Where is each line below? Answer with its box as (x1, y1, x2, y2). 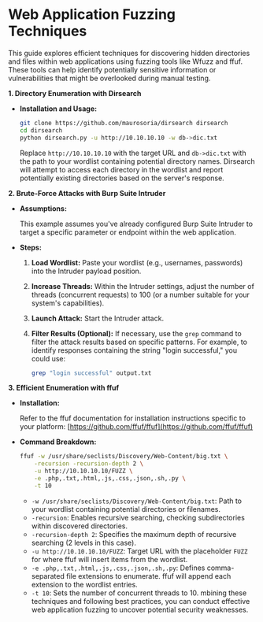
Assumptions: (19, 203, 67, 213)
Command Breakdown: (19, 437, 97, 446)
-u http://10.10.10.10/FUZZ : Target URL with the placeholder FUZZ (31, 546, 248, 556)
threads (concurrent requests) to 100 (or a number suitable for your (31, 290, 250, 299)
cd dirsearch (19, 126, 63, 135)
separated (31, 571, 65, 580)
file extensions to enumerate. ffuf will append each (65, 571, 232, 580)
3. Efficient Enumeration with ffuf (8, 383, 120, 393)
